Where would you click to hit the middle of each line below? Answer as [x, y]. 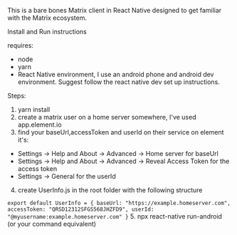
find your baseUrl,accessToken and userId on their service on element [121, 132]
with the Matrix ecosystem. [47, 18]
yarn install [34, 109]
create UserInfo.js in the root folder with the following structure [110, 190]
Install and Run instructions [47, 32]
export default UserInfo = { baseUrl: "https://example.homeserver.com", [119, 203]
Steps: [17, 96]
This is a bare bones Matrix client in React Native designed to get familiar [115, 10]
